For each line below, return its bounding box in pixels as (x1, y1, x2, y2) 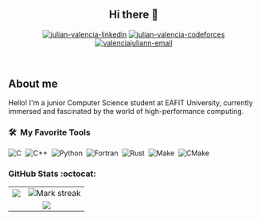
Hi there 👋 (108, 8, 159, 22)
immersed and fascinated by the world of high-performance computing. (8, 107, 244, 116)
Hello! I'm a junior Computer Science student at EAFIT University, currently (8, 98, 253, 108)
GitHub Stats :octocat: (8, 168, 97, 179)
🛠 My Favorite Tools (8, 127, 91, 138)
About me (8, 77, 58, 90)
